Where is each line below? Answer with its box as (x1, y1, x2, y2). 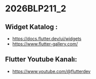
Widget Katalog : (5, 23, 58, 31)
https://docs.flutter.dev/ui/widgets (12, 36, 82, 41)
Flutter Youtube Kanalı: (5, 55, 77, 64)
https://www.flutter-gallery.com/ (12, 41, 78, 47)
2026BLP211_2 (5, 3, 66, 14)
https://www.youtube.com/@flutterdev (12, 68, 91, 74)
